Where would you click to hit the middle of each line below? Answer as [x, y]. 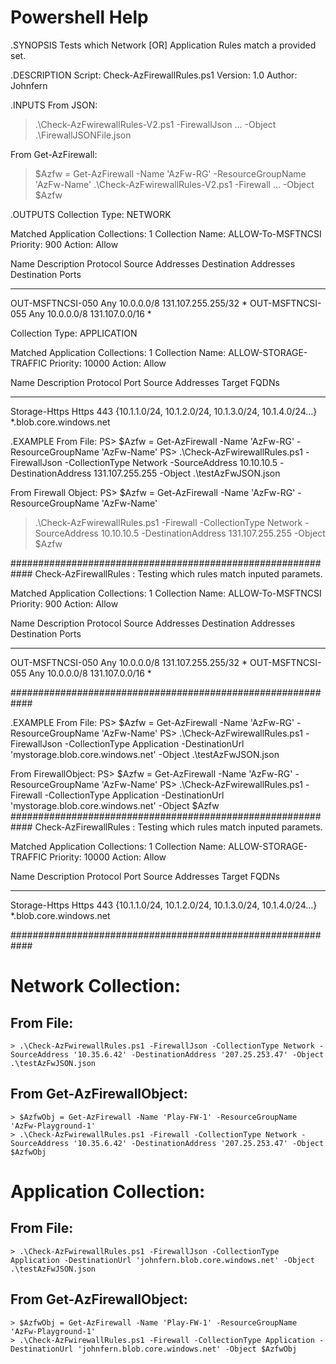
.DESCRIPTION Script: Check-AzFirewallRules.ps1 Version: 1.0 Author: [154, 75]
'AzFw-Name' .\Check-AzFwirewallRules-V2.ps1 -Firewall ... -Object [174, 184]
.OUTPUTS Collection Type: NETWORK [91, 214]
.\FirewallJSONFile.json [83, 135]
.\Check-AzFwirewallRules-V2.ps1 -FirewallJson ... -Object [155, 124]
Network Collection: [96, 986]
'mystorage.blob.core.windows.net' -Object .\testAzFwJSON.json [145, 754]
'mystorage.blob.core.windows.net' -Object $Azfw [115, 805]
